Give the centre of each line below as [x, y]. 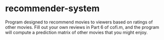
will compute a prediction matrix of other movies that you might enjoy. [76, 32]
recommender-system [53, 9]
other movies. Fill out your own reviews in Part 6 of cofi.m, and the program [82, 27]
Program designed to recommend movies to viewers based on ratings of [79, 22]
